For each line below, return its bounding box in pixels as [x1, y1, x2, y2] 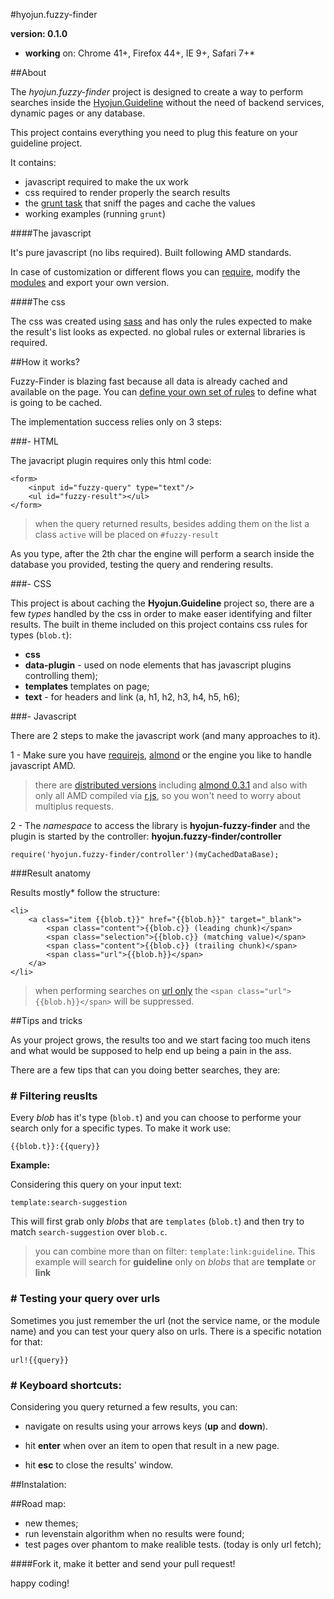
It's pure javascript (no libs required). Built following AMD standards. [10, 247, 292, 258]
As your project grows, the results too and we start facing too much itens [10, 1034, 311, 1046]
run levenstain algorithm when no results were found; [24, 1527, 245, 1539]
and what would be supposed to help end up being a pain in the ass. [10, 1045, 292, 1056]
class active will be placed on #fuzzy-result [34, 529, 220, 540]
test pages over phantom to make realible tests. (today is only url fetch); [24, 1538, 322, 1550]
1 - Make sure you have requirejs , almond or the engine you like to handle [10, 749, 312, 761]
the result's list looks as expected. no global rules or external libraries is [10, 326, 306, 338]
